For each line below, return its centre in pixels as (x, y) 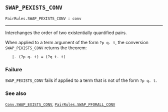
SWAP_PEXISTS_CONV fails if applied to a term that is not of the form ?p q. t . (81, 80)
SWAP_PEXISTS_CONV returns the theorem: (46, 48)
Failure (14, 69)
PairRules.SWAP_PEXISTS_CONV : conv (43, 19)
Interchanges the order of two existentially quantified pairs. (66, 33)
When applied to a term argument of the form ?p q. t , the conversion (77, 42)
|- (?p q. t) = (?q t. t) (39, 57)
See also (16, 93)
